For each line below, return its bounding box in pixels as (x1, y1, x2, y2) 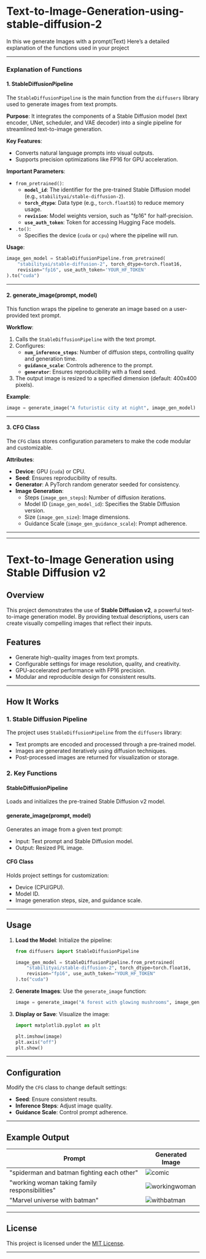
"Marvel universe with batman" (9, 1196, 99, 1204)
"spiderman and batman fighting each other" (9, 1168, 139, 1177)
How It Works (6, 697, 59, 707)
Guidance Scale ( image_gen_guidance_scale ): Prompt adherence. (24, 519, 188, 527)
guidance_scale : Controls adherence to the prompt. (24, 361, 154, 369)
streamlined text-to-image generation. (6, 126, 103, 133)
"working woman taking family (9, 1179, 97, 1187)
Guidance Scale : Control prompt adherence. (15, 1109, 128, 1116)
